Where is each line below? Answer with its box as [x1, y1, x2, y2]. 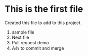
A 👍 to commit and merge [11, 45, 64, 51]
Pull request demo [11, 39, 49, 45]
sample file [11, 29, 35, 35]
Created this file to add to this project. [4, 20, 82, 26]
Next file [11, 34, 29, 40]
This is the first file [4, 3, 84, 15]
